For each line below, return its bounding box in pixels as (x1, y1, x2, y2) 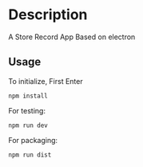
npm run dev (8, 121, 48, 129)
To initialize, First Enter (8, 76, 83, 85)
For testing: (8, 105, 46, 115)
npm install (8, 92, 48, 100)
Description (8, 6, 88, 24)
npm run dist (8, 150, 52, 159)
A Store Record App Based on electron (8, 32, 136, 42)
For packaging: (8, 135, 58, 145)
